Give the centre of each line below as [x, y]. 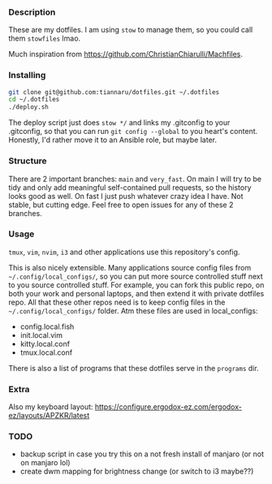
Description [32, 12]
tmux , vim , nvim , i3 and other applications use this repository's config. [124, 252]
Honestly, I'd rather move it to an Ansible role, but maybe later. [113, 140]
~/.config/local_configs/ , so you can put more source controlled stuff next [136, 276]
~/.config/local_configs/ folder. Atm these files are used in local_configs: [133, 310]
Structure [28, 161]
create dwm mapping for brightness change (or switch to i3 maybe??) [137, 471]
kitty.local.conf [45, 344]
